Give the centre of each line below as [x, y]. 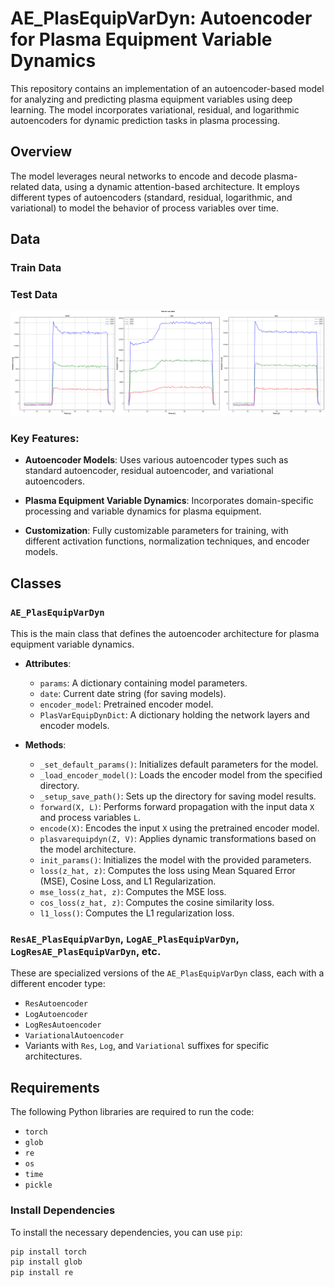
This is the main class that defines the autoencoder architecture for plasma [165, 634]
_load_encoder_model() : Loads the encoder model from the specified [181, 775]
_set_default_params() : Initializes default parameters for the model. [179, 764]
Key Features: [45, 439]
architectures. [53, 1056]
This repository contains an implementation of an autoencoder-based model [167, 88]
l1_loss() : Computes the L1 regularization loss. [137, 913]
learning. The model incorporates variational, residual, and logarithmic [155, 109]
